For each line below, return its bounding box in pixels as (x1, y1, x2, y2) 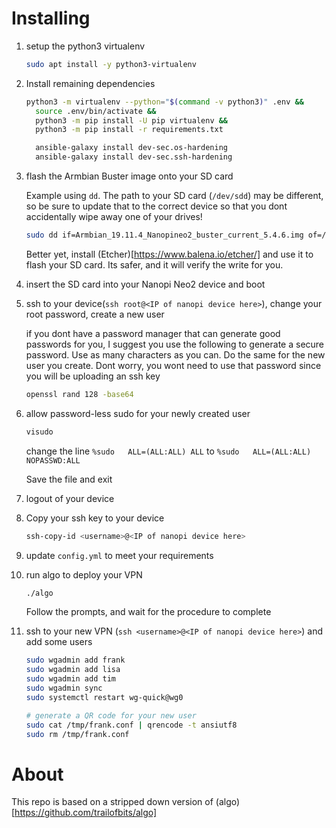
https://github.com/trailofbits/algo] (14, 807, 158, 819)
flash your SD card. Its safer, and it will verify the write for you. (25, 258, 284, 271)
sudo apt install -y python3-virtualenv (25, 59, 197, 69)
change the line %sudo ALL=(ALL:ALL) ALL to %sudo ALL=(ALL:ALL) (25, 445, 312, 457)
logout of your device (25, 492, 115, 504)
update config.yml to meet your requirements (25, 549, 214, 561)
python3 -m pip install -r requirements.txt (35, 125, 224, 135)
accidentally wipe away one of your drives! (25, 211, 203, 223)
